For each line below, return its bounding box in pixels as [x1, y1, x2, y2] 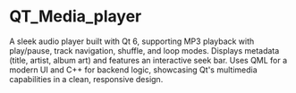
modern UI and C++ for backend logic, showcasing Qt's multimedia [9, 64, 258, 75]
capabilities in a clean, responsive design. [9, 73, 164, 84]
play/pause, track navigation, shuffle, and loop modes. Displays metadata [9, 45, 280, 55]
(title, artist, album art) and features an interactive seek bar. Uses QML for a [9, 55, 288, 65]
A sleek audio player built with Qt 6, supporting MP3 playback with [9, 36, 255, 46]
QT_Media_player [9, 6, 142, 27]
